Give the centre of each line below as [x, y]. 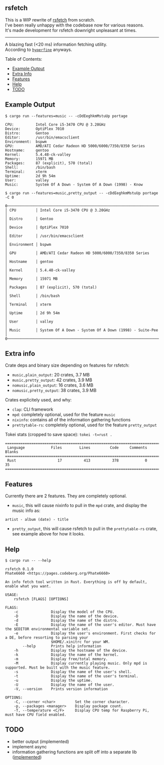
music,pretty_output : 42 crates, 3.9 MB [52, 380]
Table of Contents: [24, 59]
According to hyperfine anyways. [39, 49]
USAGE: [12, 595]
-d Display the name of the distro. [66, 621]
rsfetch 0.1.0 [20, 569]
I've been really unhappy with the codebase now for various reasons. [75, 25]
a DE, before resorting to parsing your [47, 638]
